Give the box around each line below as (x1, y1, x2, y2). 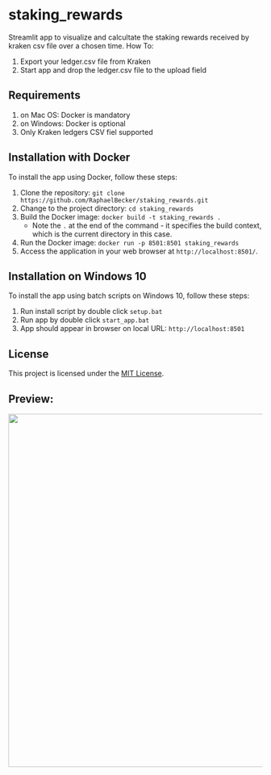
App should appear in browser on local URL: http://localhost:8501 (19, 324, 245, 333)
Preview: (8, 392, 54, 405)
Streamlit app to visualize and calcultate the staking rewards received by (8, 32, 250, 42)
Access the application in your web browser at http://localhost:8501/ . (19, 246, 258, 256)
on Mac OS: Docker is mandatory (19, 110, 131, 119)
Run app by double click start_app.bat (19, 315, 150, 325)
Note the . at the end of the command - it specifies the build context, (31, 220, 262, 230)
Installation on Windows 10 (8, 269, 147, 283)
